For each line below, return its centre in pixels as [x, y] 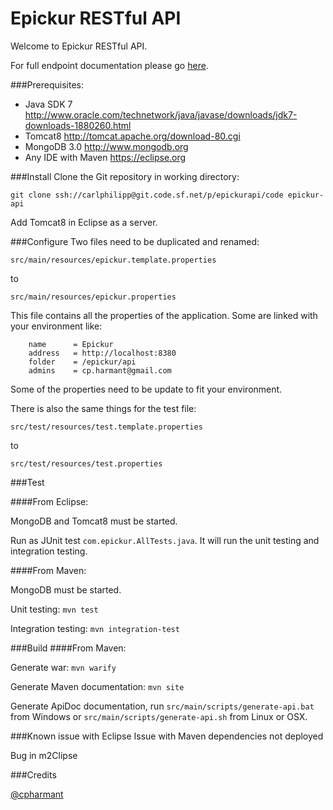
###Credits [33, 774]
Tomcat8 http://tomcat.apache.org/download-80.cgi [132, 136]
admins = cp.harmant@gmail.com [100, 370]
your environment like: [56, 326]
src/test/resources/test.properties [86, 463]
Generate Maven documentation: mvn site [97, 686]
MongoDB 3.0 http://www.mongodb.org [106, 146]
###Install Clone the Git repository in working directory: [125, 176]
